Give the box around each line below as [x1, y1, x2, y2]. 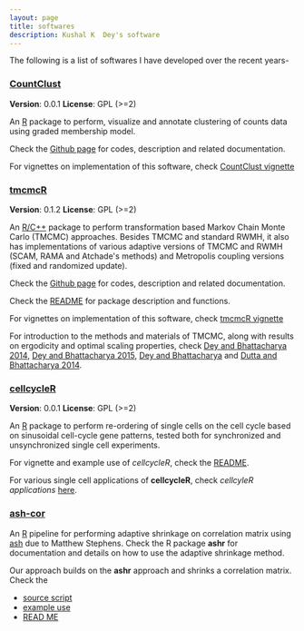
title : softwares [9, 22, 75, 31]
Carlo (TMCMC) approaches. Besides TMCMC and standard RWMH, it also [9, 231, 289, 242]
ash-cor [9, 508, 45, 520]
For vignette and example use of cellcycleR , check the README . [9, 458, 250, 468]
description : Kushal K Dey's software [9, 30, 161, 39]
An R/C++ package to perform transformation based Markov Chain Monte [9, 222, 286, 232]
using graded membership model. [9, 125, 136, 136]
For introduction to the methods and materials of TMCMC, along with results [9, 330, 295, 341]
